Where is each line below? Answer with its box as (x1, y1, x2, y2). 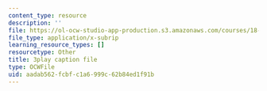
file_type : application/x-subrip (8, 33, 119, 42)
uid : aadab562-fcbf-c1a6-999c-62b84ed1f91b (8, 70, 155, 78)
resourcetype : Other (8, 48, 77, 56)
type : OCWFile (8, 63, 56, 71)
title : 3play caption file (8, 56, 98, 64)
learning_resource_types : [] (8, 41, 105, 49)
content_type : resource (8, 11, 87, 20)
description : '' (8, 19, 62, 27)
